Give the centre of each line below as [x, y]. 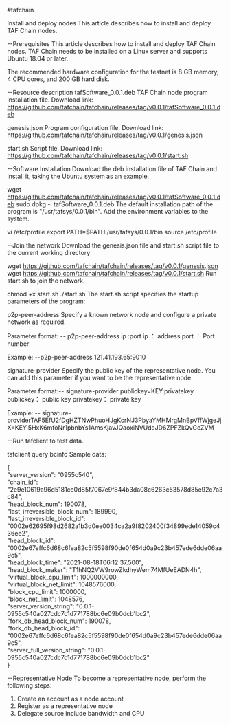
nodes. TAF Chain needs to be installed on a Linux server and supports [107, 51]
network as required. [37, 322]
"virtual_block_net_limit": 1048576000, [62, 584]
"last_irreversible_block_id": [46, 519]
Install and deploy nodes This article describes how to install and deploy [109, 23]
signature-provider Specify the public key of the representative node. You [112, 370]
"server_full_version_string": [47, 650]
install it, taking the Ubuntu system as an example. [78, 176]
